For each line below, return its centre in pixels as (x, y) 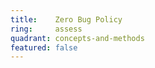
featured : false (44, 47)
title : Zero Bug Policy (66, 19)
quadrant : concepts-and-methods (77, 38)
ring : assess (46, 29)
